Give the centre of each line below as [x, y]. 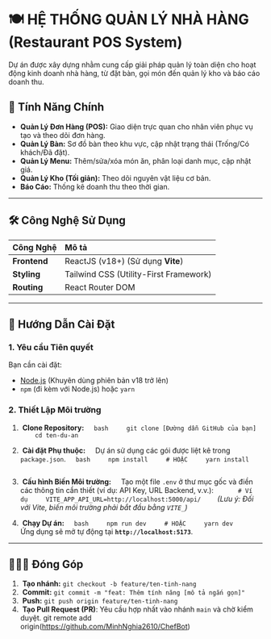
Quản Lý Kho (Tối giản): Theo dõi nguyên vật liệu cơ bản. [115, 177]
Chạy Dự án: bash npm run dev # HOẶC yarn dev [128, 523]
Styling [27, 274]
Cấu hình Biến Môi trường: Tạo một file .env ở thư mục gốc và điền [138, 482]
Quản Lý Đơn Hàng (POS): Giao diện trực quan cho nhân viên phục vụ [136, 127]
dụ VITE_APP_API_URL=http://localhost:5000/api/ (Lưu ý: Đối [137, 499]
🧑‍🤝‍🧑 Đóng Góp [46, 564]
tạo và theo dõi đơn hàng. [63, 135]
